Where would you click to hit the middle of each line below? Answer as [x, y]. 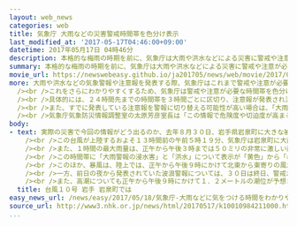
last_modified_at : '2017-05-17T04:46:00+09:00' [99, 42]
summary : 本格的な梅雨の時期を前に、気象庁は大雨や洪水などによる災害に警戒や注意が [145, 67]
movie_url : [29, 75]
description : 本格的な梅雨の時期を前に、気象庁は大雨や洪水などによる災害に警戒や [143, 58]
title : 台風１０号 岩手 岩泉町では [75, 190]
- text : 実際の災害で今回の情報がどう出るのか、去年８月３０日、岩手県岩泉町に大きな [147, 132]
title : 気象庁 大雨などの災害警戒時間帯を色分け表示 [94, 34]
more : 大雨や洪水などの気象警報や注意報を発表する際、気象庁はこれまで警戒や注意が [143, 83]
